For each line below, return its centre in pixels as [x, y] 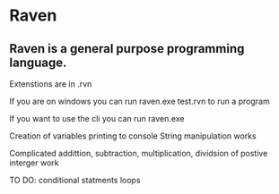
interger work [35, 163]
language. [38, 62]
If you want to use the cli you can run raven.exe [97, 118]
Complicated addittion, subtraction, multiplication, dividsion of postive [139, 153]
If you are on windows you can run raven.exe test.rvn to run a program [140, 101]
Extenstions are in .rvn [51, 84]
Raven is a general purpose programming [127, 49]
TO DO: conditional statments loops [75, 180]
